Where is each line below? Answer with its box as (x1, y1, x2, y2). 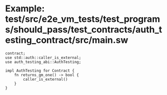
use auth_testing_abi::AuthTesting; (5, 59, 81, 64)
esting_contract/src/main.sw (5, 35, 129, 46)
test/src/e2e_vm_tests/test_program (5, 13, 161, 25)
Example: (5, 3, 45, 14)
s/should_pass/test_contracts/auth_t (5, 24, 163, 35)
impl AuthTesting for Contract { (5, 68, 75, 73)
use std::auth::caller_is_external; (5, 55, 81, 60)
